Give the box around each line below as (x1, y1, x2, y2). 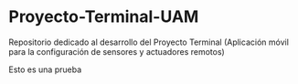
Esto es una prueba (8, 64, 82, 75)
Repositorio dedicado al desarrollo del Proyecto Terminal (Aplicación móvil (8, 37, 290, 47)
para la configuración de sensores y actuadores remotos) (8, 46, 225, 57)
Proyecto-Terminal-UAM (8, 6, 199, 27)
